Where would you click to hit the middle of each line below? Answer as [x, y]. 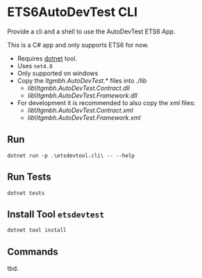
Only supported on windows [58, 73]
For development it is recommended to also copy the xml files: [106, 102]
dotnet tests [26, 193]
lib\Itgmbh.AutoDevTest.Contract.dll [79, 88]
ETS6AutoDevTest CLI [72, 12]
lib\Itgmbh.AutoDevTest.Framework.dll [82, 95]
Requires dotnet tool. [47, 58]
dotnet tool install [37, 231]
